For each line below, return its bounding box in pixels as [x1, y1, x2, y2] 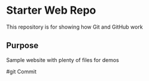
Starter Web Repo [6, 4, 96, 17]
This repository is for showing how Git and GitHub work [6, 23, 143, 30]
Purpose [6, 40, 39, 51]
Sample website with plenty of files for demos [6, 56, 120, 63]
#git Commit [6, 68, 37, 75]
